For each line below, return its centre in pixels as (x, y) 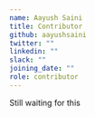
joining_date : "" (42, 69)
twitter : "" (32, 43)
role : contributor (44, 77)
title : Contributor (46, 26)
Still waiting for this (45, 102)
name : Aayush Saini (46, 18)
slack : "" (28, 60)
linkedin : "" (34, 52)
